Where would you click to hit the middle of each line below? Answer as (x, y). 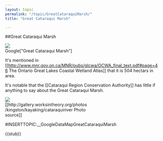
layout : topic (19, 9)
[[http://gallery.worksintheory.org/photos (46, 105)
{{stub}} (13, 134)
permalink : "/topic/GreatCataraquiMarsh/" (49, 14)
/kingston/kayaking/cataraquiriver (39, 110)
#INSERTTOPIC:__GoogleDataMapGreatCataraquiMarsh (61, 124)
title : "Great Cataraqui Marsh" (38, 18)
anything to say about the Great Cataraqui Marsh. (54, 90)
